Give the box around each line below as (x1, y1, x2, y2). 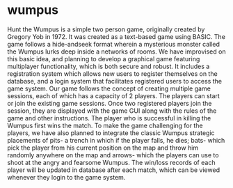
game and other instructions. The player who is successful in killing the (7, 113, 211, 122)
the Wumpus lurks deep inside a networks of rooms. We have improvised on (7, 47, 226, 56)
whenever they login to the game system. (7, 173, 126, 181)
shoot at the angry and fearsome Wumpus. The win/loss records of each (7, 158, 216, 166)
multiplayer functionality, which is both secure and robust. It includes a (7, 62, 210, 70)
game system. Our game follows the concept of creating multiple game (7, 84, 211, 93)
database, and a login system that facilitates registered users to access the (7, 77, 223, 85)
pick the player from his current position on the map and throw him (7, 143, 199, 152)
